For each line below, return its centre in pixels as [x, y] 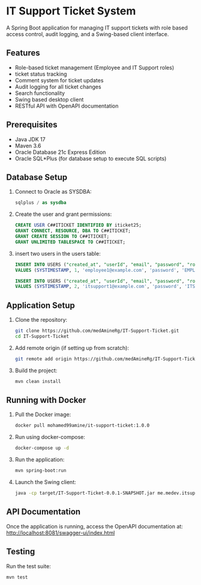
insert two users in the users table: [58, 253]
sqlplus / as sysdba [40, 203]
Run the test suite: [28, 566]
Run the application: [40, 460]
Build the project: [36, 370]
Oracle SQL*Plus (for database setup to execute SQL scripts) [91, 158]
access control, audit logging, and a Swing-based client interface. [88, 34]
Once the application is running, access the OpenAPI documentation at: [94, 526]
